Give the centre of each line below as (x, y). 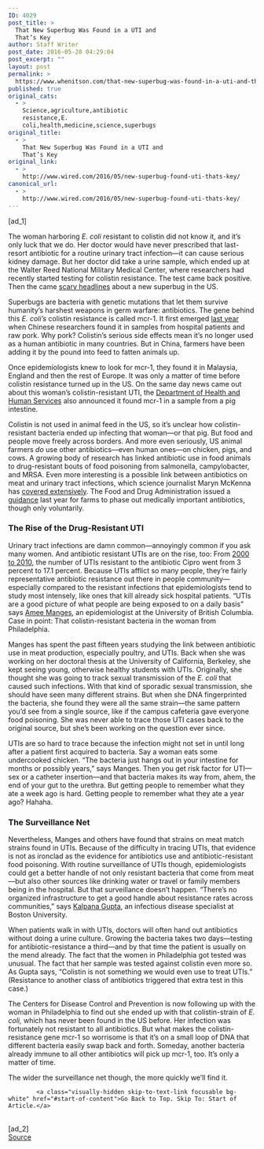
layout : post (29, 67)
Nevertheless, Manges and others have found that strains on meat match (126, 840)
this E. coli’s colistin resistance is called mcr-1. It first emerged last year (124, 318)
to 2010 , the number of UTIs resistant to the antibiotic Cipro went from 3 (125, 562)
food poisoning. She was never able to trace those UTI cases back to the (126, 719)
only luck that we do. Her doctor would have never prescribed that (115, 244)
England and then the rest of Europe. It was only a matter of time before (124, 376)
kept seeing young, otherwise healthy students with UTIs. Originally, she (125, 669)
